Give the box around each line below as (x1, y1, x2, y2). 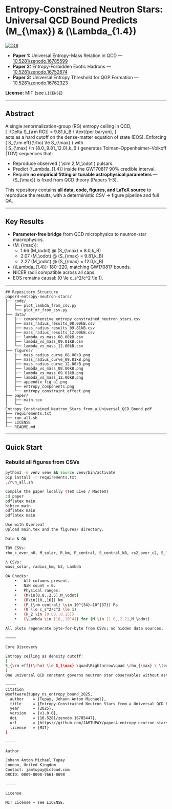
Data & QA (5, 536, 27, 541)
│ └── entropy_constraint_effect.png (5, 388, 91, 394)
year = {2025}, (10, 706, 54, 711)
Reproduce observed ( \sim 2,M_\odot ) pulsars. (12, 160, 114, 167)
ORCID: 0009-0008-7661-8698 (5, 772, 66, 777)
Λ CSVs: (5, 559, 22, 565)
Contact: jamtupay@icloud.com (5, 767, 70, 773)
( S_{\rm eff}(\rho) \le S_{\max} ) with (5, 139, 83, 145)
